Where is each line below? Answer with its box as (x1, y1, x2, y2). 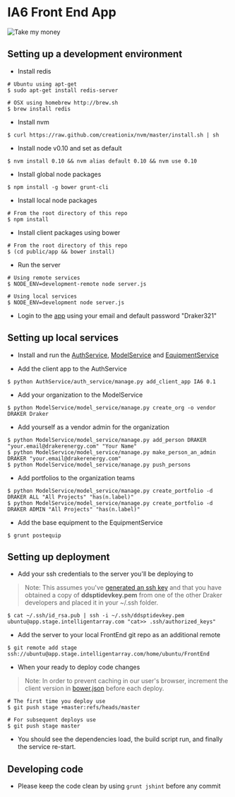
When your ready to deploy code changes (17, 663, 140, 672)
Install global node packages (17, 170, 102, 178)
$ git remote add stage (7, 644, 78, 651)
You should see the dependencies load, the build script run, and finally (17, 735, 223, 743)
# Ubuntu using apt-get (7, 81, 78, 88)
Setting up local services (7, 332, 119, 344)
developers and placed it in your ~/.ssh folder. (24, 598, 159, 607)
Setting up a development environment (7, 48, 183, 60)
